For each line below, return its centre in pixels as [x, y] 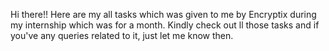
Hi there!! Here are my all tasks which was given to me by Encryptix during [163, 14]
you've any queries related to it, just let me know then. [122, 35]
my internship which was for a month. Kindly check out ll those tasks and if [165, 25]
